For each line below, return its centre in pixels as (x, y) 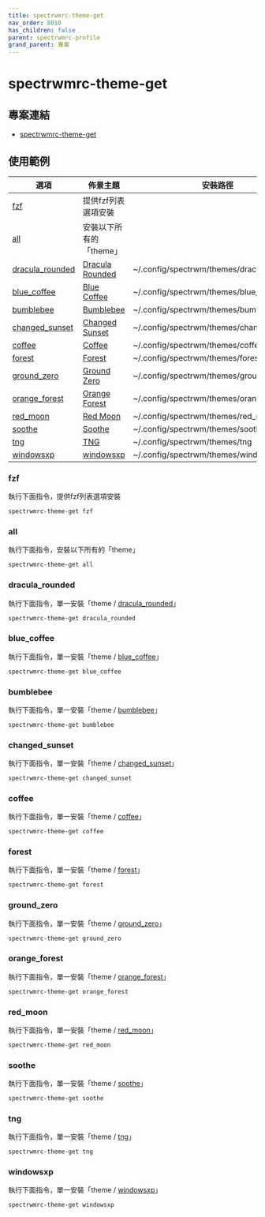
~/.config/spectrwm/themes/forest (197, 358)
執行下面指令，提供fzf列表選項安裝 (65, 496)
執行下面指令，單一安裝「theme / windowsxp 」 (85, 1190)
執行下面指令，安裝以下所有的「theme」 (74, 550)
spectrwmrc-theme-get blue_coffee (65, 672)
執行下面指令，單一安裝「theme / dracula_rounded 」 (94, 603)
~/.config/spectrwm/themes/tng (192, 441)
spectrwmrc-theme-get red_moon (60, 1045)
